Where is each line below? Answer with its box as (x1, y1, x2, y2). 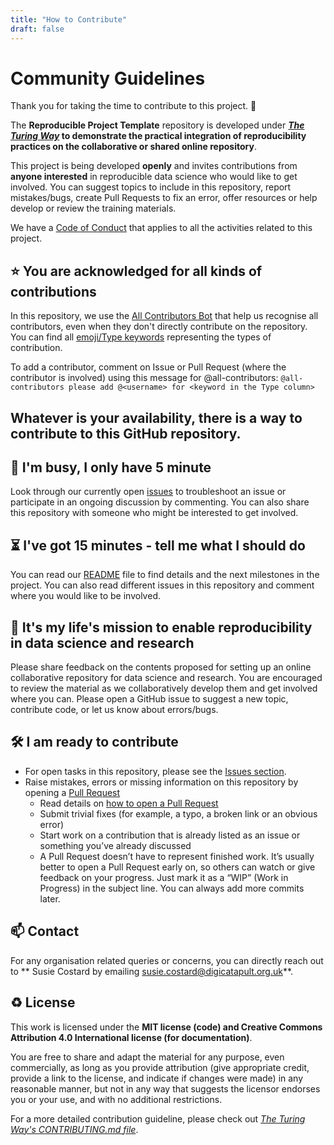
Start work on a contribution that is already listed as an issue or (39, 829, 301, 841)
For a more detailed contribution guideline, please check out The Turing (10, 1112, 306, 1125)
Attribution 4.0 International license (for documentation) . (10, 1031, 253, 1043)
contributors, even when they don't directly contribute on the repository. (10, 321, 308, 333)
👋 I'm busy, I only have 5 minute (10, 459, 212, 476)
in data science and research (10, 634, 195, 651)
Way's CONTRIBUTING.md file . (10, 1123, 139, 1135)
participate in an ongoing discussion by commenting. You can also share (10, 496, 310, 508)
